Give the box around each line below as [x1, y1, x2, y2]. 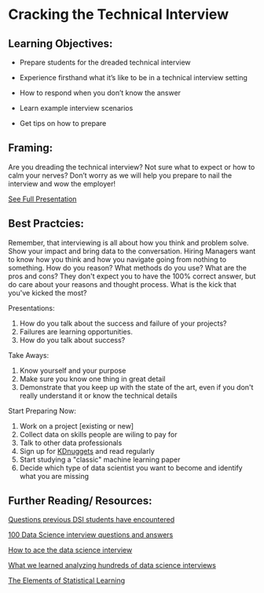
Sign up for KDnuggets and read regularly [19, 446, 155, 455]
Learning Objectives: [8, 37, 113, 50]
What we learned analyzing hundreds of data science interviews [8, 561, 216, 570]
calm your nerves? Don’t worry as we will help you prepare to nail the [8, 171, 233, 180]
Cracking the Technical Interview [8, 6, 229, 24]
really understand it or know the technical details [19, 391, 178, 400]
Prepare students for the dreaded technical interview [19, 57, 191, 67]
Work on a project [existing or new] [19, 421, 134, 430]
